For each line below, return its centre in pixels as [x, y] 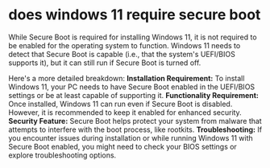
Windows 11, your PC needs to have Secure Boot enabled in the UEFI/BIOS [132, 87]
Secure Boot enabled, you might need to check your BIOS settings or [123, 146]
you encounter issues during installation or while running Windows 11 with [131, 137]
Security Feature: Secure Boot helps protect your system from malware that [135, 121]
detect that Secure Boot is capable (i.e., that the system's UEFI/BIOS [122, 54]
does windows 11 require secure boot [135, 15]
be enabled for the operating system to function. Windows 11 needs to [125, 45]
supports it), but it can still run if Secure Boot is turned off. [105, 63]
